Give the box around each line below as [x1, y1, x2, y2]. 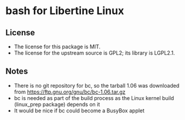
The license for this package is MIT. [14, 43, 101, 50]
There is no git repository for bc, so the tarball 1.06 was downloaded [14, 82, 180, 89]
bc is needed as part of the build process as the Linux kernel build [14, 94, 174, 101]
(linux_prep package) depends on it [14, 101, 100, 108]
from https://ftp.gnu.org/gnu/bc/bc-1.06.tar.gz [14, 88, 126, 95]
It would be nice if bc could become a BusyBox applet [14, 107, 145, 114]
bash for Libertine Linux [5, 4, 125, 18]
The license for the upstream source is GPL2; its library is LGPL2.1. [14, 49, 175, 56]
